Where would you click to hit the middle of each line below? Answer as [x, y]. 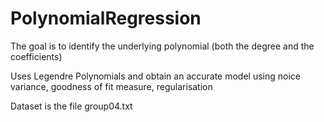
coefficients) [36, 56]
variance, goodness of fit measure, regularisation [111, 86]
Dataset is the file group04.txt [71, 106]
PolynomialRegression [106, 18]
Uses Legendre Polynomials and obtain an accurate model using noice [155, 76]
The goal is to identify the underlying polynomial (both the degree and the [162, 46]
